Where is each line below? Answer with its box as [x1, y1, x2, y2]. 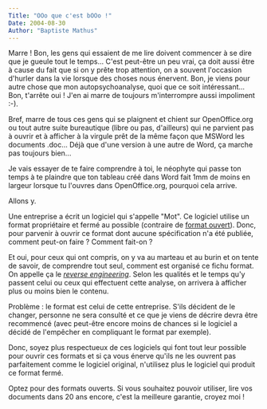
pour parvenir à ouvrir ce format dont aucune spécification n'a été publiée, [8, 229, 253, 238]
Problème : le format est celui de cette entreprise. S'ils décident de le [8, 302, 236, 312]
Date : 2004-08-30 [8, 19, 66, 27]
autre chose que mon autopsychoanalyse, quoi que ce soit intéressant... [8, 82, 245, 92]
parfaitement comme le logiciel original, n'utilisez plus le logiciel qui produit [8, 360, 256, 369]
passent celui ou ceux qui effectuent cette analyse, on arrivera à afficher [8, 278, 247, 288]
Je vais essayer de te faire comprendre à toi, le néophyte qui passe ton [8, 164, 241, 174]
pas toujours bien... [8, 148, 72, 158]
